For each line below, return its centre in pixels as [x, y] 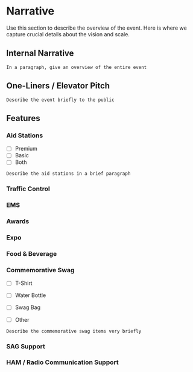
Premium [26, 149]
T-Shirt [24, 283]
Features [23, 118]
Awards [18, 221]
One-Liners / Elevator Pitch [58, 86]
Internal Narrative [40, 54]
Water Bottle [30, 295]
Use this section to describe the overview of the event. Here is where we [96, 28]
